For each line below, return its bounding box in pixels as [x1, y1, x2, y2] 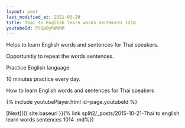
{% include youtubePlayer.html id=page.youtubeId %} [6, 99, 138, 106]
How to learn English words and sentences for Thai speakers [6, 87, 155, 94]
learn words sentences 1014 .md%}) [6, 116, 94, 123]
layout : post [6, 8, 38, 15]
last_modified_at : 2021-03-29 [6, 14, 81, 20]
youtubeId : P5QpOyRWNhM [6, 25, 65, 31]
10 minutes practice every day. [6, 76, 81, 83]
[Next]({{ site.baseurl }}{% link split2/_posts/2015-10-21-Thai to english [6, 110, 180, 117]
